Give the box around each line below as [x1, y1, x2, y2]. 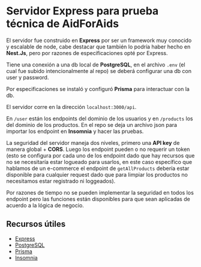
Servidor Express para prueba [6, 4, 159, 18]
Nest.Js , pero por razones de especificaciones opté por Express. [6, 49, 168, 56]
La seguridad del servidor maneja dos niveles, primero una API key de [6, 139, 180, 146]
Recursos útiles [6, 219, 66, 229]
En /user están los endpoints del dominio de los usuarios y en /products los [6, 115, 193, 122]
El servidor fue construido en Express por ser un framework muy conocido [6, 37, 192, 44]
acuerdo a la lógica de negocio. [6, 202, 84, 209]
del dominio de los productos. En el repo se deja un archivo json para [6, 121, 178, 128]
